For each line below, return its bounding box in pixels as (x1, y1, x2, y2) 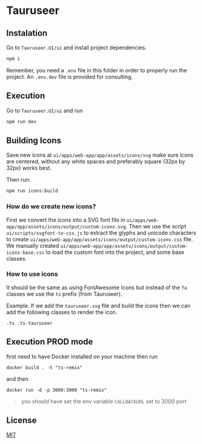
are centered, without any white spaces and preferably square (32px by (6, 158, 186, 165)
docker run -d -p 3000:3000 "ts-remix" (6, 387, 107, 393)
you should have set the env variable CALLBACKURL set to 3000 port (21, 397, 187, 405)
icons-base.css (6, 250, 45, 256)
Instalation (6, 28, 47, 38)
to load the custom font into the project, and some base (45, 248, 185, 256)
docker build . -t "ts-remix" (6, 364, 83, 371)
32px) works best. (6, 165, 52, 172)
